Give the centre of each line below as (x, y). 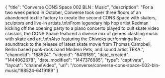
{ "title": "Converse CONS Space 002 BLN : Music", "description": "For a (79, 7)
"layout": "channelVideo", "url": (37, 65)
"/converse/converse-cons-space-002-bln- (115, 65)
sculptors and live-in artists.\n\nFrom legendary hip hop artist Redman (77, 23)
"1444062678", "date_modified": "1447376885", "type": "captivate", (75, 60)
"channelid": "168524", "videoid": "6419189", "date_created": (68, 55)
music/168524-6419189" (30, 71)
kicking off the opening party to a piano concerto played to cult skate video (82, 28)
